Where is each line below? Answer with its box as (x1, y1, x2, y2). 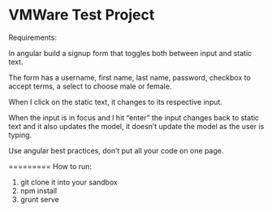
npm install (19, 185, 58, 196)
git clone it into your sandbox (19, 177, 118, 187)
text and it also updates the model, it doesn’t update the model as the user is (8, 121, 265, 131)
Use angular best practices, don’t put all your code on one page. (8, 145, 224, 155)
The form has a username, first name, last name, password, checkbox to (8, 72, 252, 82)
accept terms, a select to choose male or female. (8, 81, 172, 91)
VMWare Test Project (8, 6, 155, 24)
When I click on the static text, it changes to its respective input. (8, 97, 223, 106)
